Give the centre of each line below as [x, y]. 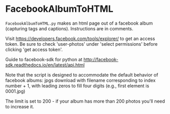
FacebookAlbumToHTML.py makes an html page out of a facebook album [79, 23]
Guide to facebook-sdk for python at [44, 59]
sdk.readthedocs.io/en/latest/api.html [45, 65]
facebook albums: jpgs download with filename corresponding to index [80, 80]
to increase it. [20, 106]
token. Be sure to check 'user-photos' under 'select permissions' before [81, 44]
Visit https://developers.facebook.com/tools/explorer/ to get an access [80, 39]
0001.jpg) [15, 91]
